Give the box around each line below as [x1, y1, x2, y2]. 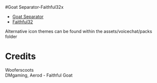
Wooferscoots [5, 67, 34, 73]
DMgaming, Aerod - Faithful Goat [5, 72, 73, 78]
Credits [5, 51, 36, 62]
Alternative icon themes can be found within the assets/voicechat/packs [5, 28, 152, 34]
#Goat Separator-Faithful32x [5, 4, 64, 10]
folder [5, 34, 17, 39]
